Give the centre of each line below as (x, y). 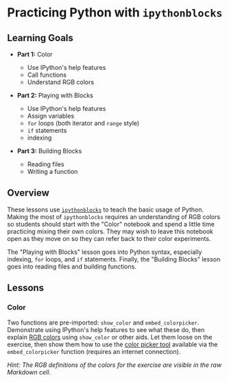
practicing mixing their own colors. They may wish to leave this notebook (110, 231)
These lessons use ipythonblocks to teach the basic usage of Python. (106, 209)
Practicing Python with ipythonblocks (115, 13)
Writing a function (52, 171)
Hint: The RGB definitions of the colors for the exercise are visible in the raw (114, 365)
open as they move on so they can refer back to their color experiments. (109, 238)
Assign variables (51, 116)
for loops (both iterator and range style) (83, 123)
